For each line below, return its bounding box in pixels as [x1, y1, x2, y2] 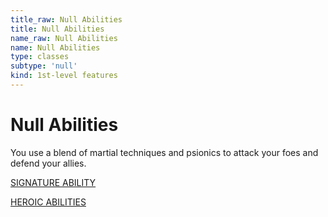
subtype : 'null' [10, 61, 78, 71]
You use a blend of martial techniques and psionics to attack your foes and [10, 146, 319, 158]
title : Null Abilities [10, 24, 105, 34]
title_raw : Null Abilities [10, 14, 123, 25]
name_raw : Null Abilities [10, 33, 118, 43]
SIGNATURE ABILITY [10, 176, 97, 188]
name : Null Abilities [10, 42, 101, 53]
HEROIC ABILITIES [10, 196, 87, 208]
